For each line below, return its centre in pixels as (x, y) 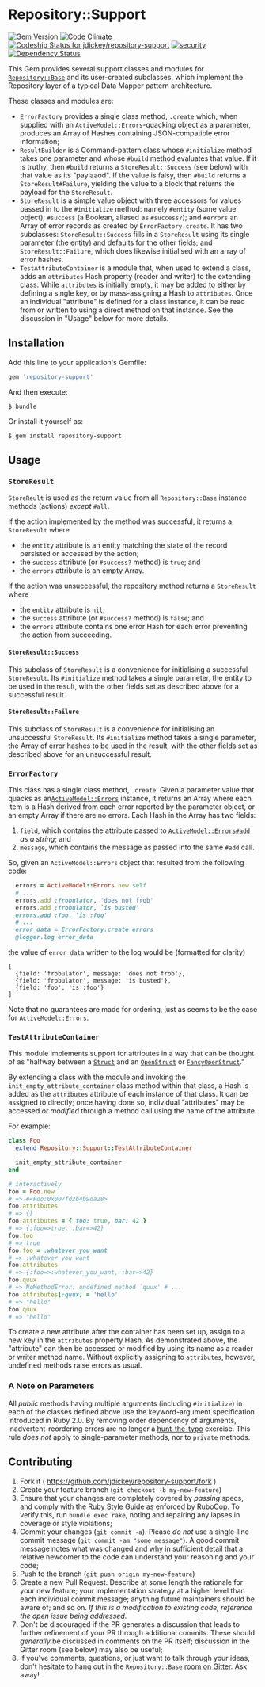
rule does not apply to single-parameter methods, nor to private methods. (129, 1437)
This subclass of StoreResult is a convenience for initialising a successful (128, 669)
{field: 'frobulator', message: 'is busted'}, (93, 981)
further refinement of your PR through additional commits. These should (137, 1632)
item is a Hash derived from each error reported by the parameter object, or (132, 807)
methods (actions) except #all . (59, 506)
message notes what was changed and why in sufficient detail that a (131, 1548)
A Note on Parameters (51, 1386)
